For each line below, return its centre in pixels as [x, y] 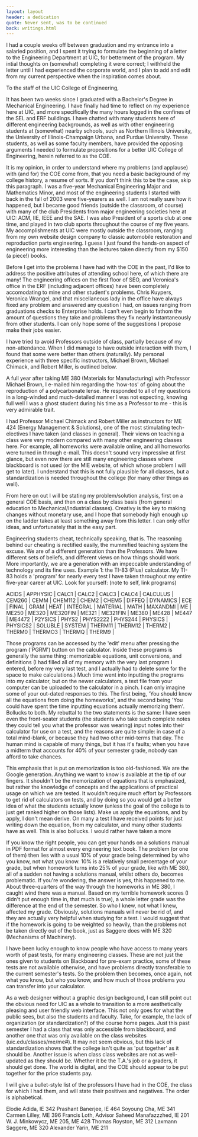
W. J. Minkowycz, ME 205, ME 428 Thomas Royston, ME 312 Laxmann [92, 1122]
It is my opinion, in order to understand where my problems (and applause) [97, 168]
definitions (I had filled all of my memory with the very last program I [89, 662]
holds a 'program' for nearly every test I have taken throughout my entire [103, 576]
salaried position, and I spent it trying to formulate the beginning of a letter [97, 52]
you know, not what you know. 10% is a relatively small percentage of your [97, 861]
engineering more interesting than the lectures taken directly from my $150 [97, 249]
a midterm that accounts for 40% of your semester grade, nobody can [92, 751]
